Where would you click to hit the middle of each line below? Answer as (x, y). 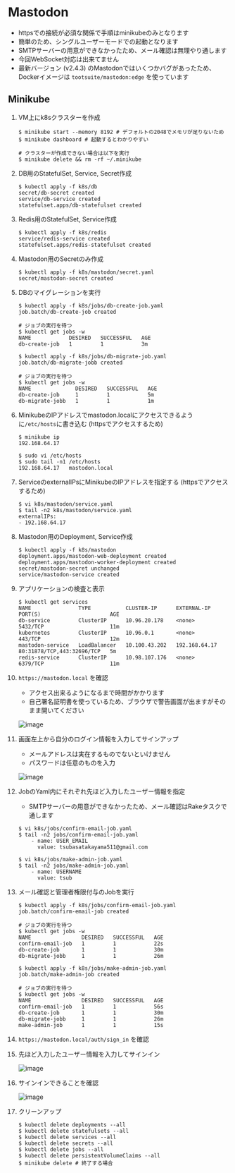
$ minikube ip (39, 437)
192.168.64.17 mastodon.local (65, 468)
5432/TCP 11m (69, 626)
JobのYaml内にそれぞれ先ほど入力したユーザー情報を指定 (102, 791)
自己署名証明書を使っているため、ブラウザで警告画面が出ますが (121, 701)
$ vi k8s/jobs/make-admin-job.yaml (70, 859)
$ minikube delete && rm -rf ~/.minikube (80, 159)
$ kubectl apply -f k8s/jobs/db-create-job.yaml (91, 305)
